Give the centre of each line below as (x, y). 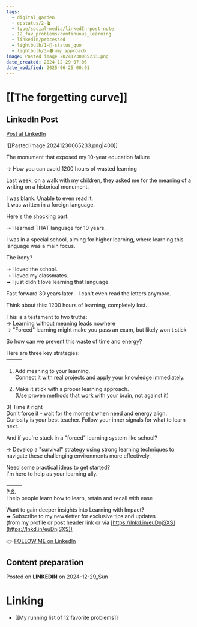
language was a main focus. (41, 246)
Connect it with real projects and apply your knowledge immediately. (100, 377)
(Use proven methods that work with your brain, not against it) (92, 395)
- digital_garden (33, 17)
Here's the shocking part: (38, 216)
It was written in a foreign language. (50, 205)
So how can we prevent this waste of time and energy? (74, 341)
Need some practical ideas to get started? (58, 468)
